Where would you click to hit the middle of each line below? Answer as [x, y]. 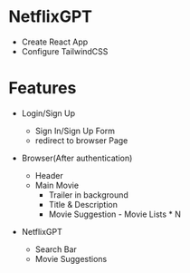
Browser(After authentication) [77, 158]
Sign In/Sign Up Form [75, 131]
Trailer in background [88, 195]
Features [43, 88]
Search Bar [56, 249]
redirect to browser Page [81, 140]
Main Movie [57, 185]
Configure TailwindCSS [65, 51]
